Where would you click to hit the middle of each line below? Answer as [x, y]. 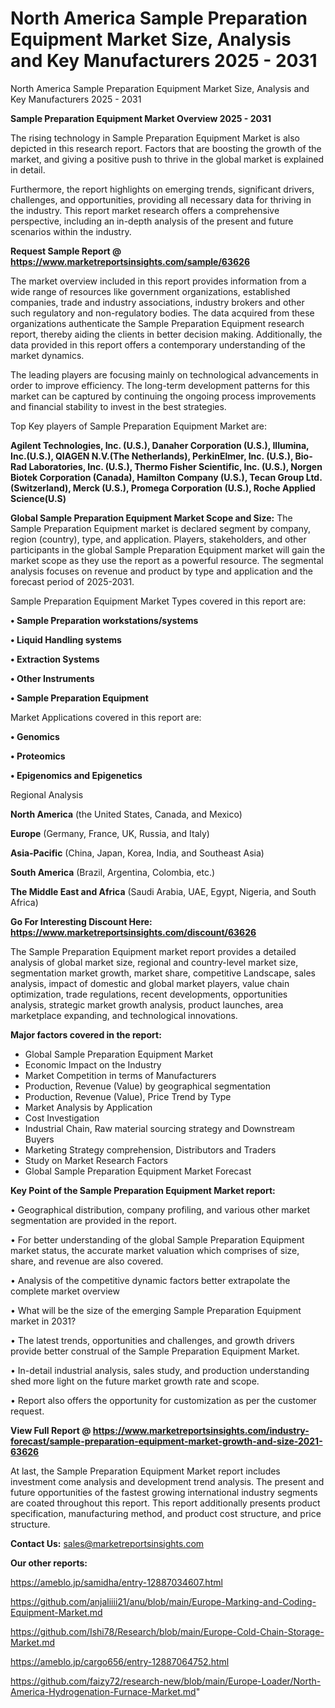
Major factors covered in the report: [86, 1034]
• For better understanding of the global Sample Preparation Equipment [157, 1239]
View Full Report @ [51, 1430]
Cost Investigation [62, 1118]
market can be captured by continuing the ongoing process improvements [163, 396]
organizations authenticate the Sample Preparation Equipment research [157, 323]
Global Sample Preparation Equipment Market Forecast [138, 1171]
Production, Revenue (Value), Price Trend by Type [128, 1096]
